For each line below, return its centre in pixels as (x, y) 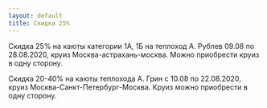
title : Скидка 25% (39, 23)
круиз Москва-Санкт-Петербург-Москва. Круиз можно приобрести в (128, 87)
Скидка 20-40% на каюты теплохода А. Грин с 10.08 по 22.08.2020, (125, 78)
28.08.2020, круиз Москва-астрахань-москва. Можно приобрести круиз (134, 54)
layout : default (35, 16)
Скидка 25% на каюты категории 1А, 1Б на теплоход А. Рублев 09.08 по (131, 46)
